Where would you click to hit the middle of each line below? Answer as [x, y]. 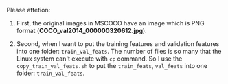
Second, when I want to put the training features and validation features [118, 44]
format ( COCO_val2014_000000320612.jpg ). [81, 31]
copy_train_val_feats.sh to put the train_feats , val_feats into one [112, 66]
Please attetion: [28, 10]
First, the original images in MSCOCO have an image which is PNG [110, 23]
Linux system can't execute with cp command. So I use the [99, 59]
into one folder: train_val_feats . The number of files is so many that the [119, 51]
